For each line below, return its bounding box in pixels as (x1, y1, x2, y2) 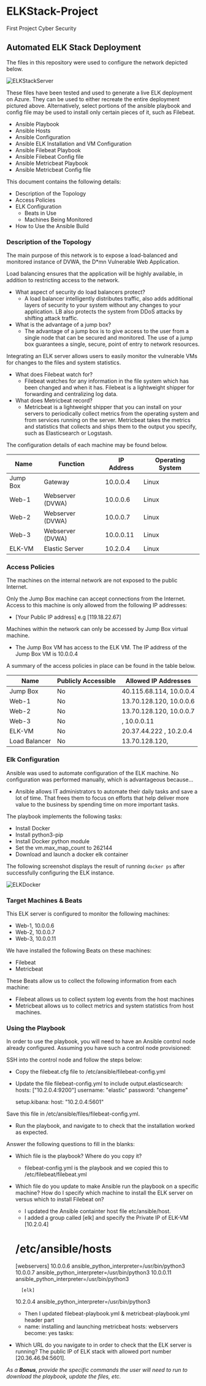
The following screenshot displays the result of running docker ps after (6, 862, 185, 870)
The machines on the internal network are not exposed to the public (6, 576, 178, 584)
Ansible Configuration (15, 133, 71, 140)
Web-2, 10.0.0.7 (15, 928, 55, 936)
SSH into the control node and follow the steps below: (6, 1056, 142, 1063)
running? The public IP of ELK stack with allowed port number (15, 1348, 172, 1355)
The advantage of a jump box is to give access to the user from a (24, 327, 189, 335)
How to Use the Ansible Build (15, 222, 89, 229)
